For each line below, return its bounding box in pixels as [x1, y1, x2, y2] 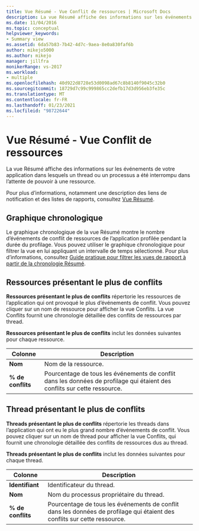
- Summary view [6, 36, 44, 42]
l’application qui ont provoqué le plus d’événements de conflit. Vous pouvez [6, 299, 191, 306]
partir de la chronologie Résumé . [6, 260, 86, 267]
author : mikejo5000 [6, 47, 54, 53]
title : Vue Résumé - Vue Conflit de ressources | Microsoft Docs [6, 8, 171, 15]
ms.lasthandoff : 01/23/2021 [6, 102, 76, 108]
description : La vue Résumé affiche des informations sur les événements [6, 14, 192, 20]
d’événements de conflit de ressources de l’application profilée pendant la [6, 235, 187, 242]
